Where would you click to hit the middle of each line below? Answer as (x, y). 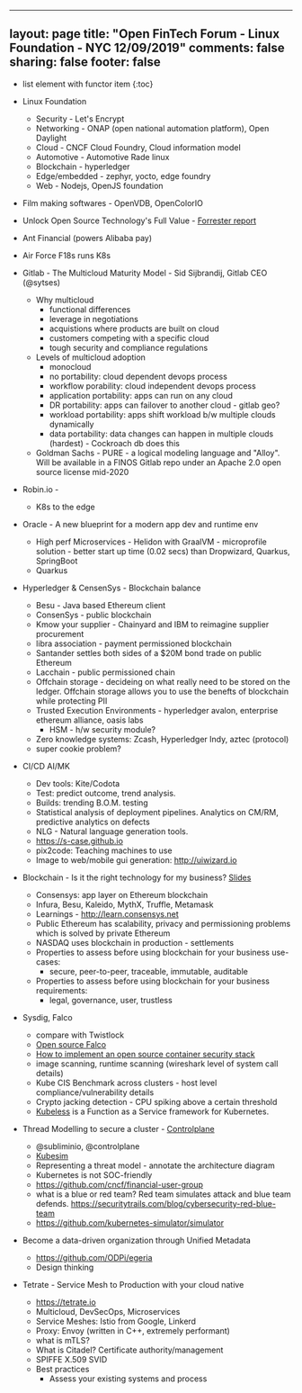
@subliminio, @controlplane (88, 1146)
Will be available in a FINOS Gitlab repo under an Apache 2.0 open (158, 462)
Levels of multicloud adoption (91, 357)
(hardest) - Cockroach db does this (114, 443)
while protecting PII (71, 701)
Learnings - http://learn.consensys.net (107, 913)
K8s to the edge (66, 507)
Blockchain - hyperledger (83, 166)
